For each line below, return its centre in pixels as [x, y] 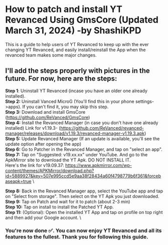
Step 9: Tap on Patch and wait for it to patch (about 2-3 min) [68, 201]
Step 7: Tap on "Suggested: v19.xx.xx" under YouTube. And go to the [76, 154]
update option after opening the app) [43, 144]
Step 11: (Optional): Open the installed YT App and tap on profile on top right [84, 212]
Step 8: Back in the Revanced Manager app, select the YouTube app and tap [84, 191]
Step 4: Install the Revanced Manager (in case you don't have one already [82, 123]
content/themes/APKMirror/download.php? [50, 170]
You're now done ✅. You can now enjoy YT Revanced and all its [83, 230]
